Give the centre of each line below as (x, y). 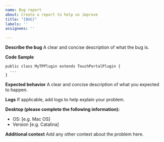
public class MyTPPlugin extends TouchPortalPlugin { (63, 66)
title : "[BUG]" (21, 19)
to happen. (16, 90)
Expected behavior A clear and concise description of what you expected (82, 85)
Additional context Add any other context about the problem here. (74, 134)
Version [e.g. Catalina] (36, 124)
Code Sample (20, 57)
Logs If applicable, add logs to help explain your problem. (65, 100)
